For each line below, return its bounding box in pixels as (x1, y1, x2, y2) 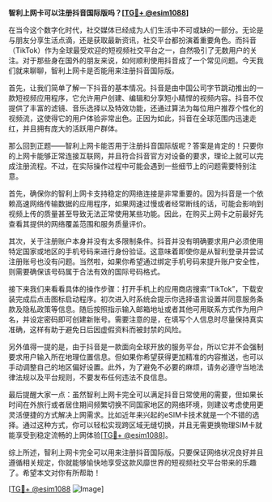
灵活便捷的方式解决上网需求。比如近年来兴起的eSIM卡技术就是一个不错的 (8, 410, 253, 419)
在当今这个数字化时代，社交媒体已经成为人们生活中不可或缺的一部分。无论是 (8, 25, 264, 35)
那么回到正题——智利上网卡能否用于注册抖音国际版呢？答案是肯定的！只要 (8, 141, 257, 150)
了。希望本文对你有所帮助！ (8, 468, 101, 478)
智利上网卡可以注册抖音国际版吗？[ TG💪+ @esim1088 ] (8, 8, 189, 17)
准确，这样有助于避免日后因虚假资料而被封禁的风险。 (8, 325, 186, 334)
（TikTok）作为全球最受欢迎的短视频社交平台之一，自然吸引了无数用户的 (8, 45, 251, 55)
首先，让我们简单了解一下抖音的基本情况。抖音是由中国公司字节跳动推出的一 (8, 83, 264, 93)
